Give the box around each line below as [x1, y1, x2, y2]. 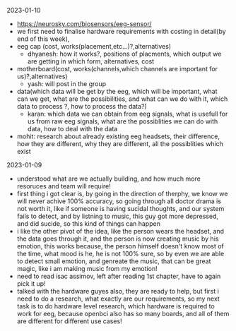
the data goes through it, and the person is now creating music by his [16, 234, 219, 243]
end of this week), [16, 35, 70, 43]
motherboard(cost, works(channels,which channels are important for [16, 65, 218, 73]
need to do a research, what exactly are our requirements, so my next [16, 294, 220, 303]
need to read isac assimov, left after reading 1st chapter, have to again [16, 272, 221, 280]
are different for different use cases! [16, 317, 122, 325]
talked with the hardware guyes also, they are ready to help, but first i [16, 287, 220, 295]
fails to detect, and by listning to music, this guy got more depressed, [16, 212, 219, 220]
